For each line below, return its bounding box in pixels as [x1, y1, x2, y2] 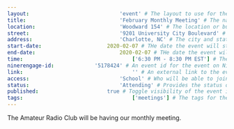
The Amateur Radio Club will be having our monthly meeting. [7, 114, 182, 122]
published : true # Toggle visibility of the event [7, 88, 223, 95]
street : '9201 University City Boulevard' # [7, 29, 226, 37]
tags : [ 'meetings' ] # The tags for [7, 95, 217, 102]
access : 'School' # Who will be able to [7, 75, 214, 82]
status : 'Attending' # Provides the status [7, 82, 223, 89]
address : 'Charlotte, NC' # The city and [7, 36, 214, 43]
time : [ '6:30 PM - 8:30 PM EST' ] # [7, 56, 217, 63]
